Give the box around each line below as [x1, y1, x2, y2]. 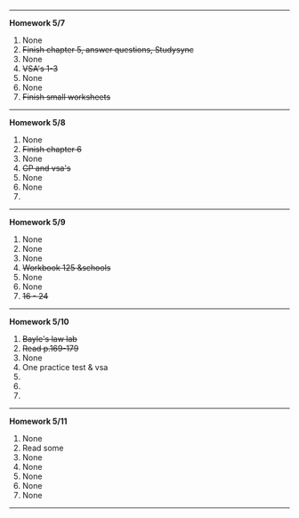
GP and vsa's [21, 163, 71, 174]
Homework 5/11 [9, 416, 68, 426]
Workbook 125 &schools [21, 263, 111, 272]
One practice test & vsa [21, 362, 109, 372]
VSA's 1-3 [21, 63, 59, 74]
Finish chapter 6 [21, 144, 82, 154]
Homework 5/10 [9, 317, 69, 327]
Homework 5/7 [9, 18, 65, 28]
